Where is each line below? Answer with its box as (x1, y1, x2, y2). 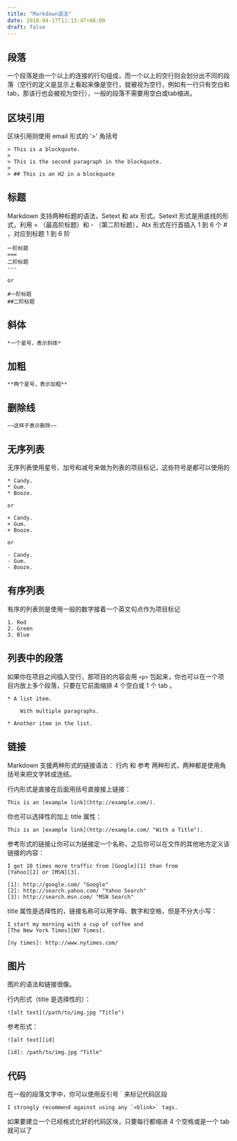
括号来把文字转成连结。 (7, 770, 75, 778)
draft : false (7, 23, 46, 30)
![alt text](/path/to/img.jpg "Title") (7, 1009, 125, 1017)
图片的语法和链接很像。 (7, 980, 75, 988)
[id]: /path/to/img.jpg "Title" (7, 1049, 102, 1056)
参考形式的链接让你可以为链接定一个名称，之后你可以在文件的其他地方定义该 (7, 840, 230, 848)
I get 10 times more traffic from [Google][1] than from (7, 862, 178, 869)
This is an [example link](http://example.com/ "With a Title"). (7, 826, 203, 833)
